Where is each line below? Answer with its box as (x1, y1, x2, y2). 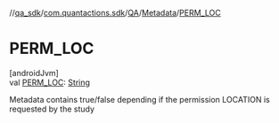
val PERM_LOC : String (9, 77, 91, 88)
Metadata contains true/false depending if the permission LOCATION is (9, 94, 270, 104)
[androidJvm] (9, 67, 60, 78)
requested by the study (9, 104, 95, 114)
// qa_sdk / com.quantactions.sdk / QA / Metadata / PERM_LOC (9, 8, 221, 18)
